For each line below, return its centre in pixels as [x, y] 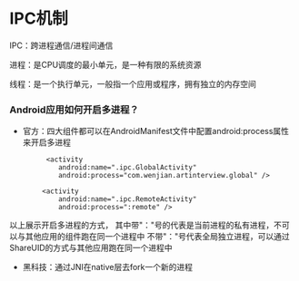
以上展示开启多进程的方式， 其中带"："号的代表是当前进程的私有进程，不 [145, 225]
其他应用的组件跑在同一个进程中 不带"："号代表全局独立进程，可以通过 [157, 237]
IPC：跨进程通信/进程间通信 [61, 45]
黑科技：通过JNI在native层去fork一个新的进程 [108, 267]
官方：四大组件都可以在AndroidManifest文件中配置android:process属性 [155, 131]
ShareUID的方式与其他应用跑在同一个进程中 [91, 248]
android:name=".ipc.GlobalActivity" [127, 168]
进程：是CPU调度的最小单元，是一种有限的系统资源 [105, 64]
